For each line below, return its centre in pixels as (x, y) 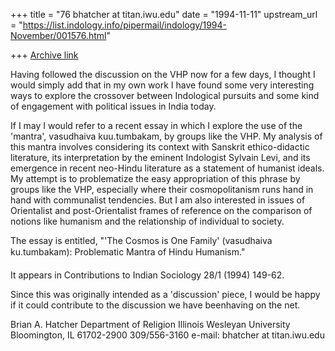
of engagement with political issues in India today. (113, 106)
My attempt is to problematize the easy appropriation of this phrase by (155, 178)
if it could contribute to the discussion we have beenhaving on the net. (155, 305)
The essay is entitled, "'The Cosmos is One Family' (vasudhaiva (141, 240)
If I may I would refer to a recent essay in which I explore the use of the (156, 125)
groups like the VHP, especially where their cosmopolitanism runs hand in (162, 189)
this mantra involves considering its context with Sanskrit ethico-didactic (160, 147)
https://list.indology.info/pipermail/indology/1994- (124, 25)
